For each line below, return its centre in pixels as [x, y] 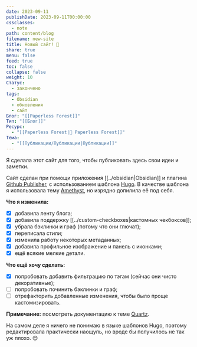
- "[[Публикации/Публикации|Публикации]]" [64, 143]
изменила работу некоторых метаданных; [68, 240]
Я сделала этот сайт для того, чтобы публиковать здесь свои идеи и [92, 160]
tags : [13, 94]
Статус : [16, 83]
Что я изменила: [27, 202]
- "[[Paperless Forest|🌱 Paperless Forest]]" [68, 132]
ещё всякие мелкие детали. [50, 253]
